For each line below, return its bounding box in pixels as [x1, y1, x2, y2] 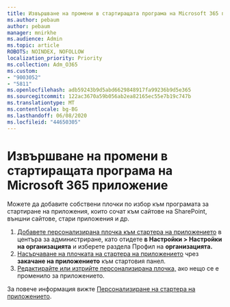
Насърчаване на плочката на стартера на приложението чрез [16, 250, 199, 258]
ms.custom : [7, 67, 38, 74]
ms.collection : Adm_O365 [7, 61, 78, 68]
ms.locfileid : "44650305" [7, 118, 81, 126]
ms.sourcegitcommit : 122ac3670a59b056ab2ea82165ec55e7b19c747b [7, 93, 192, 100]
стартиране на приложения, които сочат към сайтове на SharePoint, [7, 207, 207, 216]
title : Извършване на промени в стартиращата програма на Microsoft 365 [7, 10, 219, 17]
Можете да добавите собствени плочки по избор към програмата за [7, 200, 209, 208]
